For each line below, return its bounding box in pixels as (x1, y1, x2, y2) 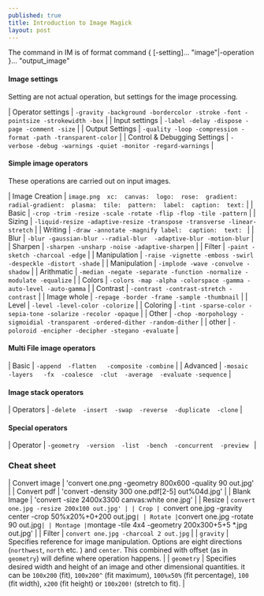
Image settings (8, 74, 58, 84)
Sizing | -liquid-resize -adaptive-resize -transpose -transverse (8, 216, 225, 225)
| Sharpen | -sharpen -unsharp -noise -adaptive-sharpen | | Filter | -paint (8, 241, 249, 251)
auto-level (8, 285, 44, 292)
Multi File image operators (8, 344, 96, 353)
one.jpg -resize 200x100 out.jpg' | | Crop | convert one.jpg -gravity (8, 503, 243, 512)
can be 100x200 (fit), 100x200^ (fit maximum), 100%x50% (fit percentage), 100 (8, 570, 250, 579)
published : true (8, 11, 61, 20)
